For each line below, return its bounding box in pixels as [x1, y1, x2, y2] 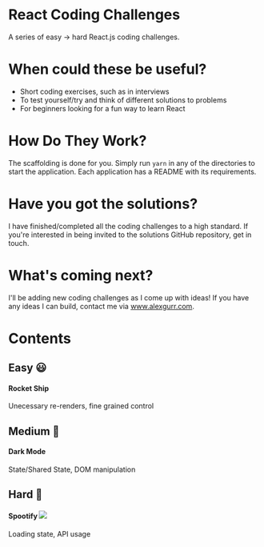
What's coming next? [8, 266, 154, 284]
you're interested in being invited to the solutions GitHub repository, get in [8, 230, 252, 239]
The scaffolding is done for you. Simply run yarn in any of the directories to [8, 158, 256, 167]
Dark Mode [8, 447, 46, 457]
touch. [8, 238, 30, 247]
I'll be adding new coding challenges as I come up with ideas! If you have [8, 292, 250, 302]
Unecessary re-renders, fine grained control [8, 401, 154, 411]
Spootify [8, 511, 38, 521]
